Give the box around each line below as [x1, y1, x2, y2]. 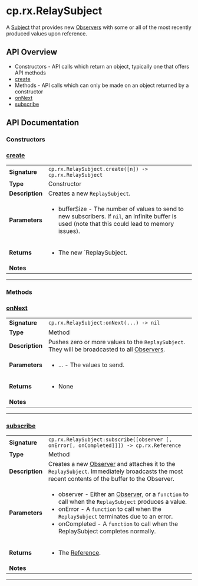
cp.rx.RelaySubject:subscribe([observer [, [48, 436, 172, 443]
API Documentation [6, 118, 80, 128]
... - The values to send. [58, 361, 125, 369]
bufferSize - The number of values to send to [58, 205, 184, 213]
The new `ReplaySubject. [58, 248, 128, 257]
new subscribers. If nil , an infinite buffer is [58, 212, 177, 221]
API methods [14, 69, 46, 76]
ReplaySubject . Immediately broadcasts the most [48, 467, 183, 475]
